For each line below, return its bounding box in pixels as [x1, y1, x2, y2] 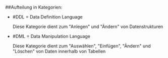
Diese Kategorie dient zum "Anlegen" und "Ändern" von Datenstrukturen [12, 23, 163, 29]
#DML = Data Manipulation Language [12, 33, 91, 39]
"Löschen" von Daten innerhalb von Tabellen [12, 48, 106, 54]
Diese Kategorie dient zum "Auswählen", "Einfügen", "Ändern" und [12, 43, 151, 49]
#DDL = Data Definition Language [12, 14, 83, 19]
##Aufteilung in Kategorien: [5, 4, 63, 10]
